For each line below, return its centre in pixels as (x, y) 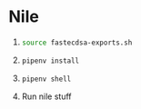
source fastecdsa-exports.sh (77, 43)
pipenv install (50, 61)
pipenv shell (46, 79)
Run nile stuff (46, 96)
